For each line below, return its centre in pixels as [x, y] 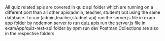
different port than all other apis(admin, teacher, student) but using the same [83, 12]
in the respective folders [30, 33]
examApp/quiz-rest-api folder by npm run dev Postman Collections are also [82, 28]
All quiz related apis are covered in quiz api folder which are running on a [79, 7]
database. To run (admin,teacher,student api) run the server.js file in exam [80, 18]
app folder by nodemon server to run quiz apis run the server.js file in [75, 23]
